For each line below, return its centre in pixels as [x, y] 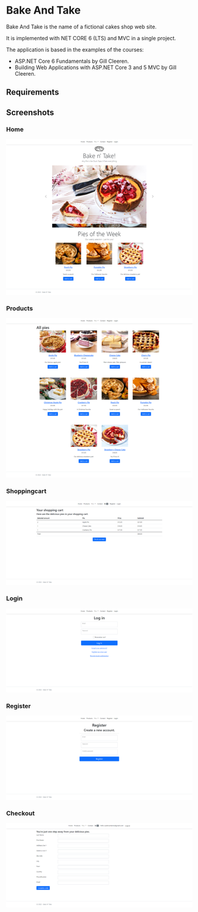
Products [20, 308]
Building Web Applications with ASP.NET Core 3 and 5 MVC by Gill [95, 67]
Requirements [33, 92]
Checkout [20, 813]
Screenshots [30, 112]
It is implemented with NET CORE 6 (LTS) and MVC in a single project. [91, 38]
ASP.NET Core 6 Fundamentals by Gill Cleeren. [72, 61]
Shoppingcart [26, 491]
